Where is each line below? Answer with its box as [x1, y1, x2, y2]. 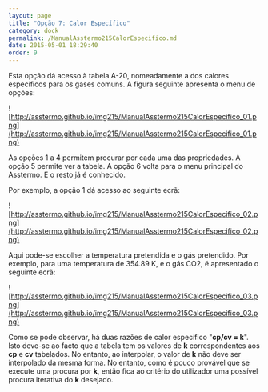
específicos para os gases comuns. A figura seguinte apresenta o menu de [8, 79, 256, 89]
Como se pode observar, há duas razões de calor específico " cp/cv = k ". [8, 333, 250, 342]
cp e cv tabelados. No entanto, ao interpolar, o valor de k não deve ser [8, 350, 242, 358]
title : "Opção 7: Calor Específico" [8, 19, 130, 27]
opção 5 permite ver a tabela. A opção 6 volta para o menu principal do [8, 162, 244, 170]
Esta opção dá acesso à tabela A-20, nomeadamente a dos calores [8, 71, 230, 80]
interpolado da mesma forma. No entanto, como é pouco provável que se [8, 358, 250, 367]
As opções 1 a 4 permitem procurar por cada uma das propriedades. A [8, 153, 241, 162]
